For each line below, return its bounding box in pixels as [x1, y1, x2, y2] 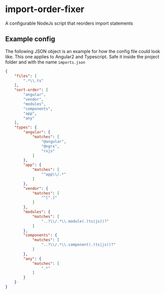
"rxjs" [41, 148, 55, 153]
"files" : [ [14, 73, 37, 79]
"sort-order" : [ [14, 87, 49, 93]
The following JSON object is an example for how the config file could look [5, 48, 160, 54]
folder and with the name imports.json [5, 59, 86, 65]
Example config [5, 35, 55, 43]
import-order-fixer [5, 4, 85, 15]
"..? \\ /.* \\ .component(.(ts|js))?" [41, 242, 116, 248]
